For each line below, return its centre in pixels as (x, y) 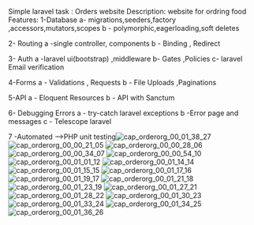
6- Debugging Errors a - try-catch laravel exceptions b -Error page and (123, 113)
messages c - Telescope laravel (60, 121)
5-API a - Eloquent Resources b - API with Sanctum (92, 97)
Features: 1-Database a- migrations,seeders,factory (92, 20)
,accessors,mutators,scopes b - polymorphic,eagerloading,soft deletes (124, 28)
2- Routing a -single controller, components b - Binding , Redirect (114, 43)
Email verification (36, 67)
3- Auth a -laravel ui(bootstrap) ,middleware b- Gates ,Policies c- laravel (125, 59)
